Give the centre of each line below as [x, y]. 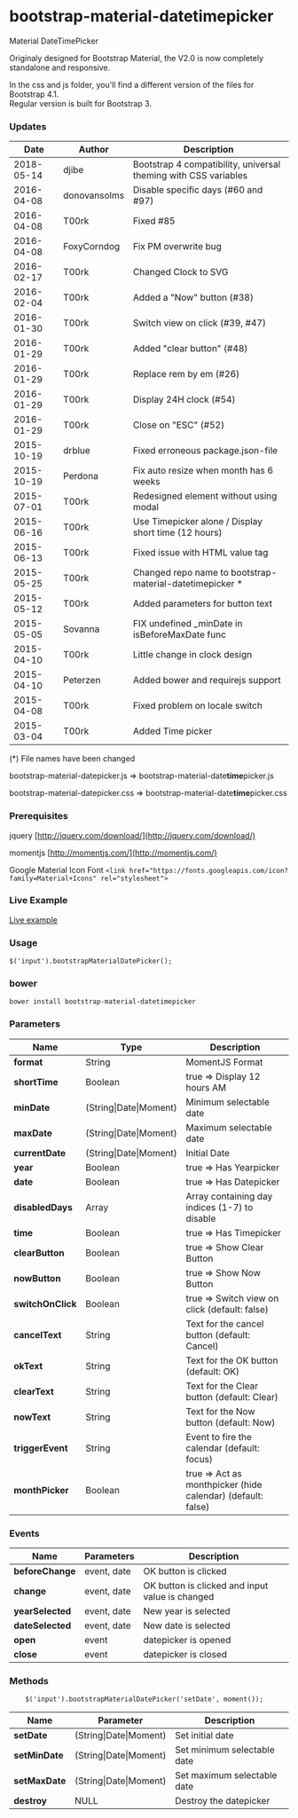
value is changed [179, 1597]
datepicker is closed [185, 1655]
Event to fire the [219, 1436]
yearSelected [43, 1611]
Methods [29, 1680]
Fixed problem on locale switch [198, 705]
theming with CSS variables [190, 176]
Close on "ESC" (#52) [178, 425]
